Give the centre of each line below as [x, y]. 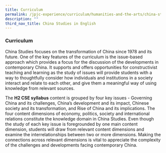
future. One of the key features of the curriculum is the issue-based [74, 57]
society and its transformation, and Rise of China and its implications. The [80, 108]
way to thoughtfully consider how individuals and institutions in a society [79, 77]
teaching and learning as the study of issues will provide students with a [79, 73]
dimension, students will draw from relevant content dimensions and [75, 129]
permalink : [16, 14]
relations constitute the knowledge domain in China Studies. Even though [80, 118]
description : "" [22, 19]
